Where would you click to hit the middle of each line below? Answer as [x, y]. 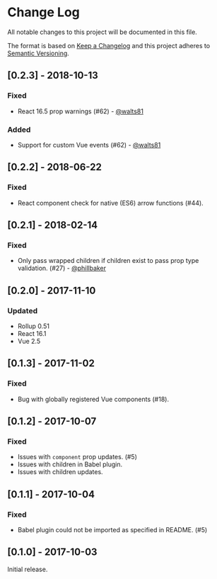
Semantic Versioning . [38, 53]
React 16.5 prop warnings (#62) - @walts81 [80, 111]
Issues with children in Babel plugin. [70, 464]
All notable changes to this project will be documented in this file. [102, 32]
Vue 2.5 [29, 341]
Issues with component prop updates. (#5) [77, 457]
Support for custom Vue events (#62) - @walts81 [89, 145]
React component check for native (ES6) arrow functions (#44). [110, 203]
